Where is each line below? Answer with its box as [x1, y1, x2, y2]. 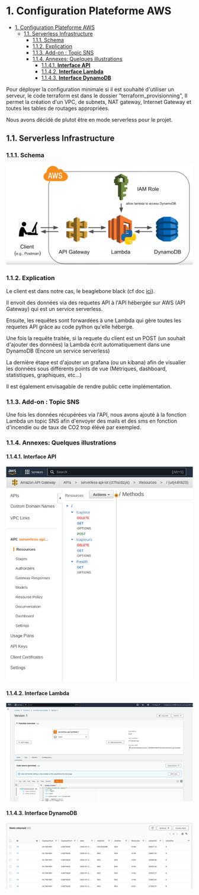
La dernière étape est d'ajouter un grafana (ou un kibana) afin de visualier [6, 358, 187, 366]
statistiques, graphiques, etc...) [6, 371, 82, 378]
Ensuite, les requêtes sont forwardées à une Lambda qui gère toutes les [6, 316, 182, 324]
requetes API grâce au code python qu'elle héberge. [6, 323, 134, 330]
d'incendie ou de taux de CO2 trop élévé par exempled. [6, 423, 142, 431]
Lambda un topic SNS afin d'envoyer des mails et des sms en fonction [6, 417, 178, 424]
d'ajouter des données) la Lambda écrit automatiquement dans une [6, 341, 171, 348]
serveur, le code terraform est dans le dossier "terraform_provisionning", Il [6, 92, 188, 99]
